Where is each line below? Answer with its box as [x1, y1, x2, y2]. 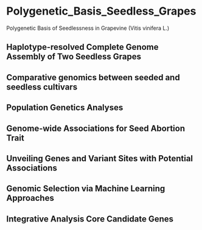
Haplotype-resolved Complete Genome [6, 42, 159, 52]
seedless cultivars [6, 82, 78, 92]
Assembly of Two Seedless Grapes [6, 52, 142, 62]
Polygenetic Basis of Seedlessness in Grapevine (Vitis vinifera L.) [6, 24, 170, 32]
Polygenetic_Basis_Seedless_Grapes [6, 4, 197, 18]
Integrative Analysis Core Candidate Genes [6, 214, 174, 224]
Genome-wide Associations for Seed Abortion [6, 123, 186, 133]
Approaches [6, 193, 55, 203]
